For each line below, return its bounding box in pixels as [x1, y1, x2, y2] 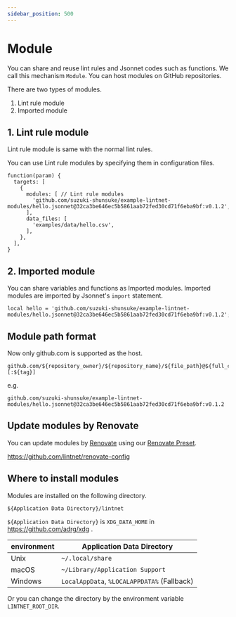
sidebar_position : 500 [7, 10, 74, 18]
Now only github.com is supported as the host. [7, 349, 143, 357]
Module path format [7, 330, 96, 342]
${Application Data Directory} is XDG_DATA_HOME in [7, 517, 155, 526]
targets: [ [13, 179, 46, 186]
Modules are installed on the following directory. [7, 491, 147, 500]
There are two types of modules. [7, 85, 102, 94]
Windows [11, 576, 42, 586]
